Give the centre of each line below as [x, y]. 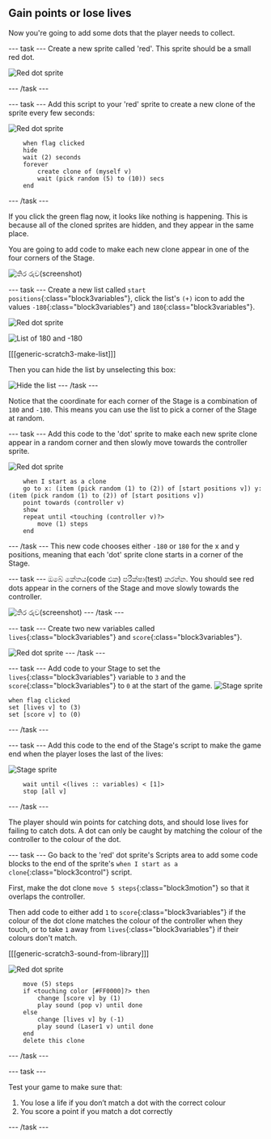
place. [19, 233]
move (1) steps [63, 524]
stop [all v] [45, 791]
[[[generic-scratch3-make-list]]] [62, 354]
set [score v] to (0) [45, 714]
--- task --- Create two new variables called [82, 628]
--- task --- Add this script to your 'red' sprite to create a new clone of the [132, 104]
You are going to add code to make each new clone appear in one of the [129, 249]
